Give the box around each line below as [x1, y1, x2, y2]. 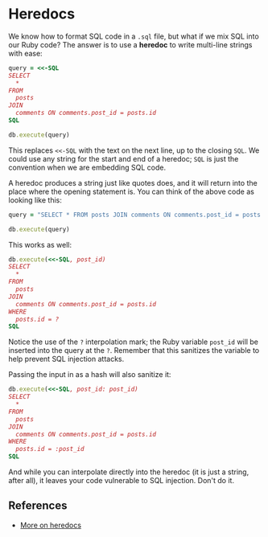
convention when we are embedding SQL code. [8, 162, 167, 172]
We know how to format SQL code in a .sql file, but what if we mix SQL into [8, 31, 259, 41]
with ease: [8, 48, 43, 58]
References [8, 499, 68, 513]
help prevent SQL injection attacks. [8, 355, 125, 364]
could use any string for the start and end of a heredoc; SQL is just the [8, 154, 239, 163]
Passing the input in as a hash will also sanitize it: [8, 370, 171, 379]
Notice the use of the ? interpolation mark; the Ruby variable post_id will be [8, 337, 259, 346]
